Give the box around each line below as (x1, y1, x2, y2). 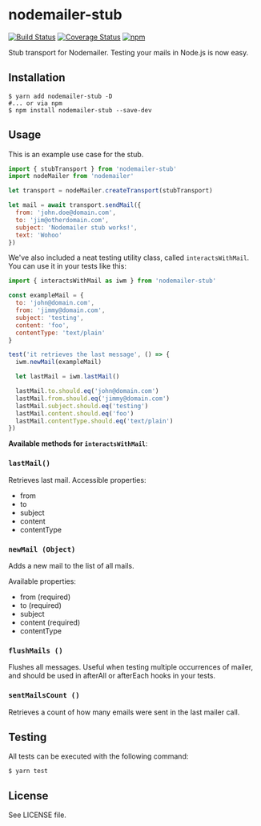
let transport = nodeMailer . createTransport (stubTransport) (8, 187, 214, 195)
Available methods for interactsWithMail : (8, 439, 148, 448)
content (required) (19, 617, 81, 627)
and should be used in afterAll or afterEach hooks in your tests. (8, 671, 216, 681)
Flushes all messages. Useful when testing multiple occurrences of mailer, (8, 662, 254, 672)
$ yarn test (8, 767, 48, 775)
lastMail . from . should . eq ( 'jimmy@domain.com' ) (15, 395, 171, 403)
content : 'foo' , (15, 321, 70, 330)
